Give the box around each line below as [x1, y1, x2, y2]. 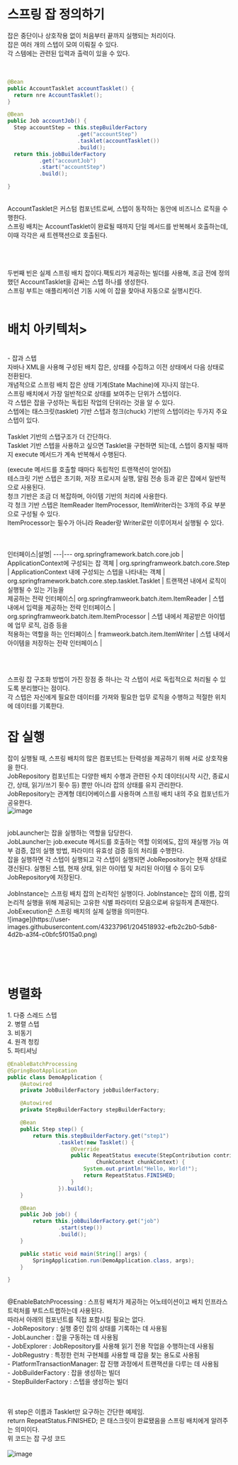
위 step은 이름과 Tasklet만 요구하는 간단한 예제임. [7, 1408, 145, 1416]
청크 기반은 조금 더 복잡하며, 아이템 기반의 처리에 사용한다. [7, 492, 168, 500]
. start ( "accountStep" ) [38, 164, 106, 171]
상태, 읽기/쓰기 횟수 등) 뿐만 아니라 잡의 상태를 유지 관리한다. [16, 780, 183, 789]
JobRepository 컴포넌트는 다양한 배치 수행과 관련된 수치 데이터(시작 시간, [7, 772, 211, 780]
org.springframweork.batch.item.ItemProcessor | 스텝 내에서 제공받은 [7, 612, 207, 620]
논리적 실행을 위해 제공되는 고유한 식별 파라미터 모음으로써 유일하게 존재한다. [7, 898, 220, 906]
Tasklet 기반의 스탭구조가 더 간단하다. [7, 432, 112, 441]
